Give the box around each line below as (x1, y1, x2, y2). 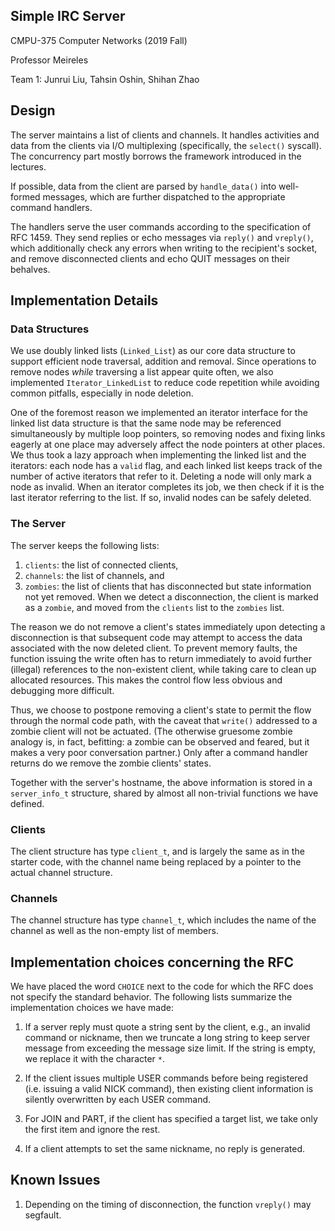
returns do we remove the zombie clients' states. (10, 757, 212, 769)
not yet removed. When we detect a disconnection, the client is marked (24, 590, 319, 603)
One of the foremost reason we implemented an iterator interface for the (10, 407, 308, 419)
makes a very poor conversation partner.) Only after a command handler (10, 746, 309, 758)
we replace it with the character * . (24, 1053, 166, 1065)
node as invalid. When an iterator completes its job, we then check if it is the (10, 481, 325, 493)
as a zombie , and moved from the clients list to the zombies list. (24, 601, 285, 613)
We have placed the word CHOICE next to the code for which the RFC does (10, 980, 314, 993)
